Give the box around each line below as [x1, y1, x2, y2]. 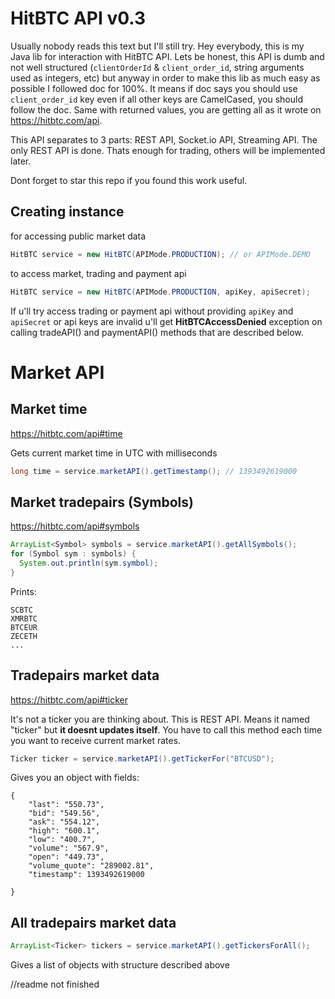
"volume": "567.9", [28, 843, 110, 854]
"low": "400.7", [28, 835, 97, 845]
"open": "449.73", [28, 852, 105, 862]
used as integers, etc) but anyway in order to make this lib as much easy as [10, 72, 321, 84]
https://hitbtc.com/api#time [10, 427, 123, 439]
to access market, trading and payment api [10, 267, 187, 279]
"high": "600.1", [28, 826, 101, 836]
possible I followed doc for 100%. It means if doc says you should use [10, 82, 298, 94]
